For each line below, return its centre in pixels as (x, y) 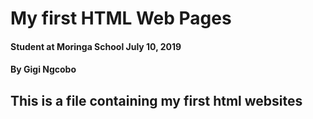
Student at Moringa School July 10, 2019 (96, 46)
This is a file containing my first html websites (156, 100)
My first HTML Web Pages (121, 18)
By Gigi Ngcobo (43, 69)
